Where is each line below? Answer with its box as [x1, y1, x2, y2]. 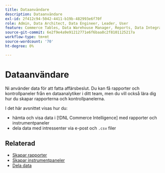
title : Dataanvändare [5, 7, 50, 12]
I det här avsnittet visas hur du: [5, 105, 68, 111]
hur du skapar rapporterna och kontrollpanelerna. [5, 96, 106, 101]
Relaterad [5, 139, 35, 148]
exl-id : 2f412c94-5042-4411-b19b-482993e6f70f [5, 16, 102, 21]
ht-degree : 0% [5, 44, 34, 49]
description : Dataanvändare [5, 12, 63, 17]
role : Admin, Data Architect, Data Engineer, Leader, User [5, 21, 129, 26]
